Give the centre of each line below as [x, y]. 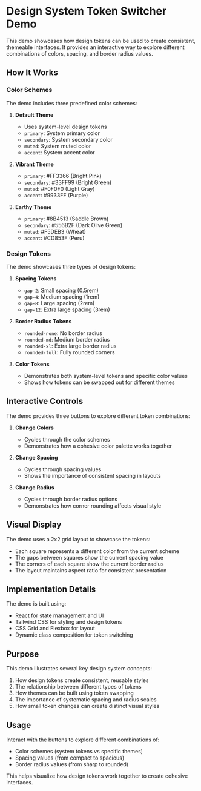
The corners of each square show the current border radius [89, 564]
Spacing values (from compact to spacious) [70, 758]
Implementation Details [51, 589]
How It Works [32, 73]
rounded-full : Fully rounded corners [69, 352]
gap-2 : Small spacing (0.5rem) [61, 290]
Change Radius [35, 487]
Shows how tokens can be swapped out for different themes [99, 382]
